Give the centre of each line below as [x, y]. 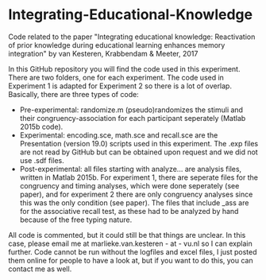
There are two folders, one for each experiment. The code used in [116, 77]
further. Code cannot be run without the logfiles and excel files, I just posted [133, 251]
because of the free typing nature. [76, 220]
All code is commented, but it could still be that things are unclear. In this [127, 235]
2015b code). [41, 126]
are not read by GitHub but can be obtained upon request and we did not [139, 152]
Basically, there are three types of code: [73, 94]
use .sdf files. [42, 160]
